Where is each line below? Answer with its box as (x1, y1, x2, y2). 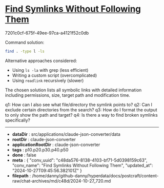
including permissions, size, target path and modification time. (5, 92, 130, 98)
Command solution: (5, 39, 44, 45)
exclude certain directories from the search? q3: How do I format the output (5, 106, 157, 113)
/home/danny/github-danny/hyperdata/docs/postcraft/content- (32, 172, 159, 179)
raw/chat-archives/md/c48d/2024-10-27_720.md (12, 178, 111, 184)
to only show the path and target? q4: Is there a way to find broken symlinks (5, 112, 158, 118)
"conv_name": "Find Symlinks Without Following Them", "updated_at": (12, 162, 153, 168)
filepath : (12, 172, 31, 179)
